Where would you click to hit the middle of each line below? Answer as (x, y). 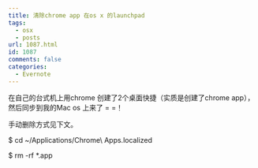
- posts (28, 37)
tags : (17, 23)
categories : (28, 67)
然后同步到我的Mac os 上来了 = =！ (66, 107)
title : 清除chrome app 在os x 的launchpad (77, 15)
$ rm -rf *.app (30, 155)
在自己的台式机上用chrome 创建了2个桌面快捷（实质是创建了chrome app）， (131, 97)
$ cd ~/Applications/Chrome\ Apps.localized (80, 140)
